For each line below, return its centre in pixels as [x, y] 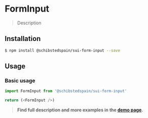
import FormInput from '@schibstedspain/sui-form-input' [66, 91]
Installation [23, 39]
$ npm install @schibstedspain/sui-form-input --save [63, 50]
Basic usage [20, 81]
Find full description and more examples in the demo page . [80, 110]
